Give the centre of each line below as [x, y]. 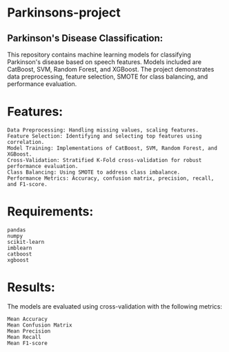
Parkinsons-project [64, 13]
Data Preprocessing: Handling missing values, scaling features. [103, 130]
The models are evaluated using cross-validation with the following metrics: [115, 306]
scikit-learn [26, 242]
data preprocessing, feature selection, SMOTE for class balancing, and [108, 76]
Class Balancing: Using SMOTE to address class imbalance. [94, 172]
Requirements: [50, 212]
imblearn [20, 248]
